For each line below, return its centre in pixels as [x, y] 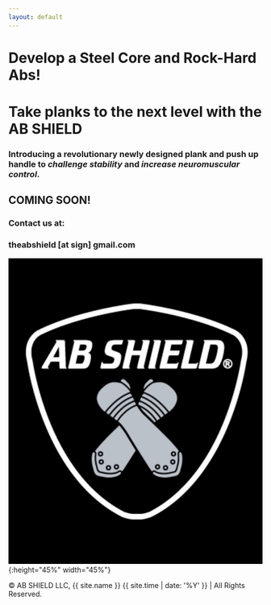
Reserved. [25, 594]
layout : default [35, 17]
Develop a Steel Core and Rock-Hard [133, 58]
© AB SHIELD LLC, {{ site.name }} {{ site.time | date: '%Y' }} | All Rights [127, 585]
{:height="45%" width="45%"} [60, 570]
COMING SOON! [50, 200]
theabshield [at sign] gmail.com [72, 245]
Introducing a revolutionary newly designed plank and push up [133, 154]
